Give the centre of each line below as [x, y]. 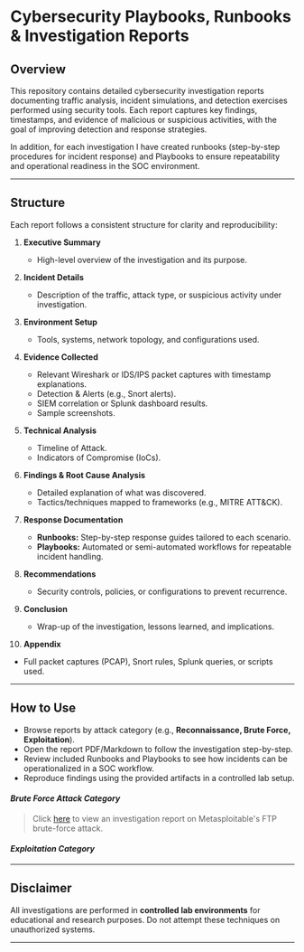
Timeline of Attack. [72, 448]
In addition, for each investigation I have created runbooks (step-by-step [145, 147]
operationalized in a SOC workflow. [88, 768]
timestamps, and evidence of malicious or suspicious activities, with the [144, 120]
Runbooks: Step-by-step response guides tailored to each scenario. [164, 537]
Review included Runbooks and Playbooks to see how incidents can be [155, 759]
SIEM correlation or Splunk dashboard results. [122, 403]
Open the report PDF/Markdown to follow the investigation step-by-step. [158, 749]
